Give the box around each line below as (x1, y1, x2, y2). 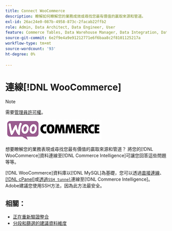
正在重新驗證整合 (12, 214, 49, 220)
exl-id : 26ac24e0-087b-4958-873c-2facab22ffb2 (5, 19, 106, 24)
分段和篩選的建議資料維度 (12, 220, 67, 226)
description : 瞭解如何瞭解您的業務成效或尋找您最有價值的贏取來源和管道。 (5, 13, 146, 19)
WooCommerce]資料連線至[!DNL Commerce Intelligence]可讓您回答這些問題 (5, 152, 166, 159)
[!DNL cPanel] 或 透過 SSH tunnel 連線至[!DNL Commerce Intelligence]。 (5, 176, 153, 182)
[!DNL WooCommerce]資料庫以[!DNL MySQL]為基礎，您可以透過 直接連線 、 (5, 170, 164, 176)
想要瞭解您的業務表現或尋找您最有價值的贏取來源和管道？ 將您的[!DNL (5, 146, 154, 152)
